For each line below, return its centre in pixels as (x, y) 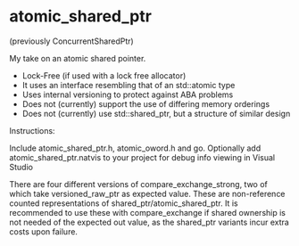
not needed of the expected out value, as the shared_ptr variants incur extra (149, 222)
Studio (21, 167)
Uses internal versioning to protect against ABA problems (128, 94)
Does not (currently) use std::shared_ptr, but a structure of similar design (156, 113)
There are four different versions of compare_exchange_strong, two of (138, 184)
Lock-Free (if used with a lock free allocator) (104, 75)
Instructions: (32, 130)
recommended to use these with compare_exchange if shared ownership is (147, 212)
